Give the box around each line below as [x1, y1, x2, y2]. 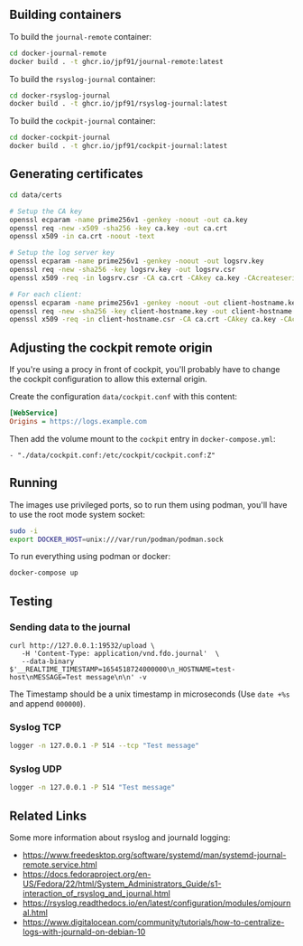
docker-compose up [9, 568, 78, 577]
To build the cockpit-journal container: [9, 116, 156, 126]
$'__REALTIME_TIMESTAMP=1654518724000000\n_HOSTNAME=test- [9, 664, 236, 674]
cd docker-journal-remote [9, 49, 106, 58]
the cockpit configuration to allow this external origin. [9, 374, 207, 385]
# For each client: [9, 289, 83, 299]
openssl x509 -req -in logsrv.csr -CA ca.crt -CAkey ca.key [9, 273, 241, 283]
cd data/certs [9, 190, 63, 200]
